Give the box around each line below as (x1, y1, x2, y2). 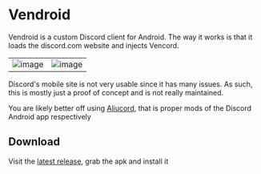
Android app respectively (8, 111, 92, 121)
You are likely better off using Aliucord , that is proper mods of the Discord (8, 103, 252, 113)
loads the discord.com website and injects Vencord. (8, 40, 179, 50)
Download (8, 135, 60, 149)
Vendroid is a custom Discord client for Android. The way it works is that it (8, 32, 253, 42)
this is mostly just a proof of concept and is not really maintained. (8, 87, 224, 97)
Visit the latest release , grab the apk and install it (8, 156, 169, 166)
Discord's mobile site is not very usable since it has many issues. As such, (8, 79, 253, 89)
